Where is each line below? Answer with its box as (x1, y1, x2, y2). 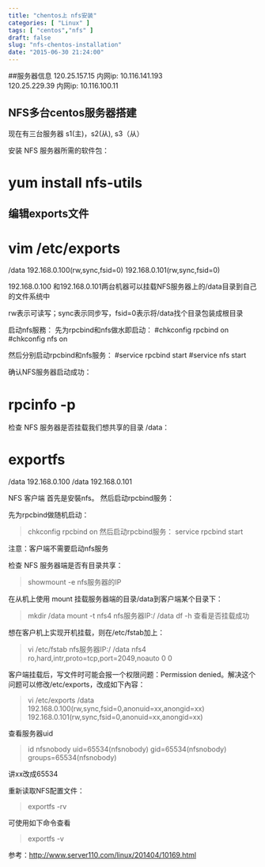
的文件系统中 (8, 292, 50, 301)
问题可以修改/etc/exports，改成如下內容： (8, 680, 146, 689)
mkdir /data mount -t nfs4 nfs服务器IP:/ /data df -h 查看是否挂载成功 (27, 611, 250, 621)
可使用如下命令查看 (8, 818, 71, 827)
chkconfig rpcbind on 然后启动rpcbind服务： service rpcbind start (27, 527, 244, 536)
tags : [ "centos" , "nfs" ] (8, 26, 93, 34)
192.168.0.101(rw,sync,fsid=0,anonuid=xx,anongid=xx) (27, 713, 203, 722)
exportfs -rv (27, 802, 67, 812)
